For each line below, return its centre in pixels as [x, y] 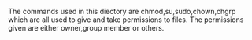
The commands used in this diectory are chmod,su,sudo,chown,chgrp [122, 11]
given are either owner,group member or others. [86, 28]
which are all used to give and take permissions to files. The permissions [126, 20]
